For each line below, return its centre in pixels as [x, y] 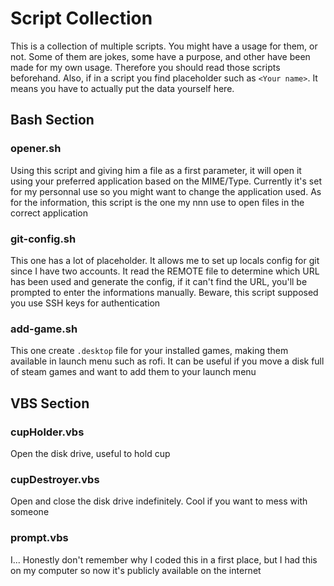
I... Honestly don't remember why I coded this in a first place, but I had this [164, 559]
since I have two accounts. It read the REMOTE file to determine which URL [165, 271]
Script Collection [81, 18]
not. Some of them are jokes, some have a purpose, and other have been [160, 56]
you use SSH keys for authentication [85, 303]
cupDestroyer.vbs [55, 479]
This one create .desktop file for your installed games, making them [149, 351]
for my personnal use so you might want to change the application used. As [166, 191]
